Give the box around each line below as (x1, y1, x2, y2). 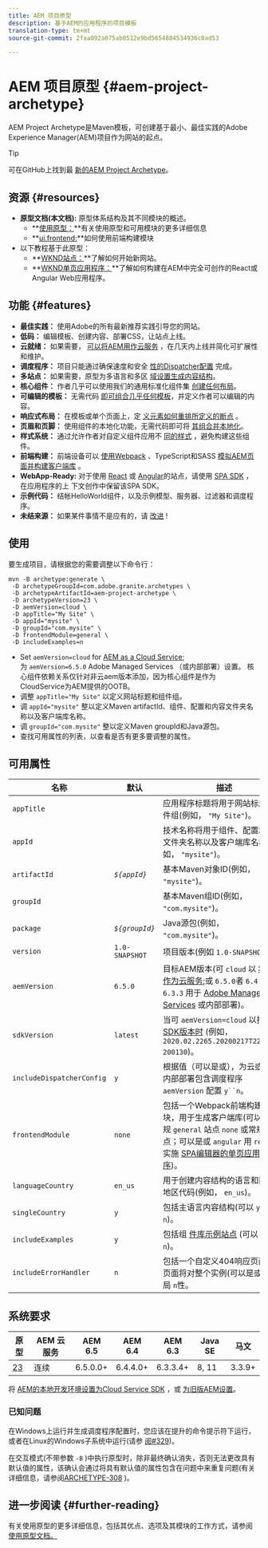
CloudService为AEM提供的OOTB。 (19, 681, 135, 691)
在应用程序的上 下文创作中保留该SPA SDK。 (19, 480, 164, 491)
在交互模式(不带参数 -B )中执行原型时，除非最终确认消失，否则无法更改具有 (8, 1453, 255, 1463)
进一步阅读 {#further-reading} (8, 1498, 160, 1512)
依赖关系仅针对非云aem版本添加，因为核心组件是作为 (41, 671, 217, 681)
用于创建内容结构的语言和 (163, 1175, 259, 1186)
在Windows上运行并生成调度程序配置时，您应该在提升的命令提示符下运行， (8, 1426, 256, 1435)
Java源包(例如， (163, 918, 225, 929)
